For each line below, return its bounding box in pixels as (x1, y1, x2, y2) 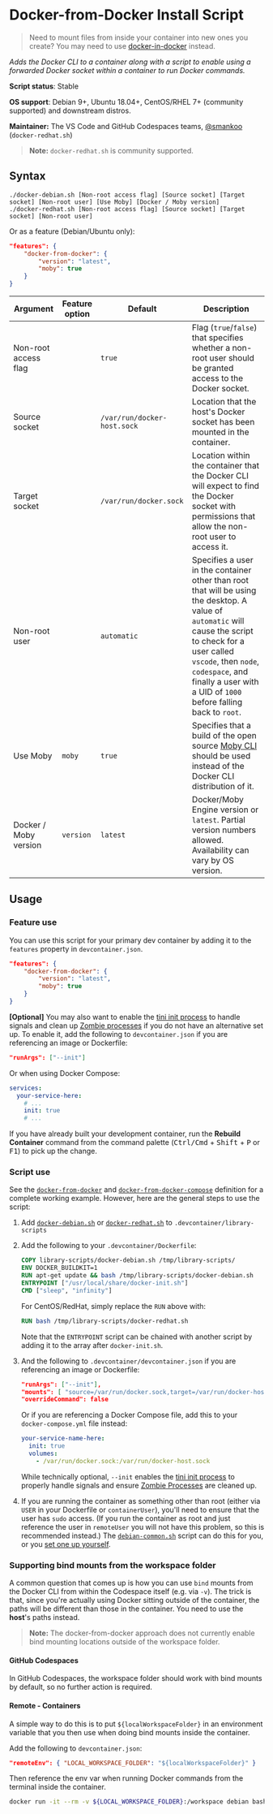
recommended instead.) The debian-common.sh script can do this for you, (20, 1531, 264, 1540)
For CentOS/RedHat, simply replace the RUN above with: (20, 1301, 206, 1311)
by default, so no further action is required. (9, 1682, 152, 1692)
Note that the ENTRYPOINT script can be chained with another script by (20, 1332, 253, 1341)
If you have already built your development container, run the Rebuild (9, 1129, 241, 1138)
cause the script (191, 625, 254, 637)
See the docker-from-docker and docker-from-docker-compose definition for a (9, 1185, 264, 1194)
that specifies (191, 332, 244, 343)
